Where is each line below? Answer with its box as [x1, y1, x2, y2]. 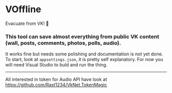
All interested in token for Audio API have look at [5, 76, 107, 82]
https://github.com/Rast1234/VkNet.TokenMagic [5, 82, 107, 88]
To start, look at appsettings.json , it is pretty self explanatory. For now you [5, 56, 164, 63]
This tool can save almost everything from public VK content [5, 33, 160, 40]
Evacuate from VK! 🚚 [5, 20, 49, 26]
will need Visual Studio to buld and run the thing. [5, 62, 107, 68]
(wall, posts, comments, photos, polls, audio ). [5, 39, 121, 46]
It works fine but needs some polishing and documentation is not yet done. [5, 51, 163, 57]
